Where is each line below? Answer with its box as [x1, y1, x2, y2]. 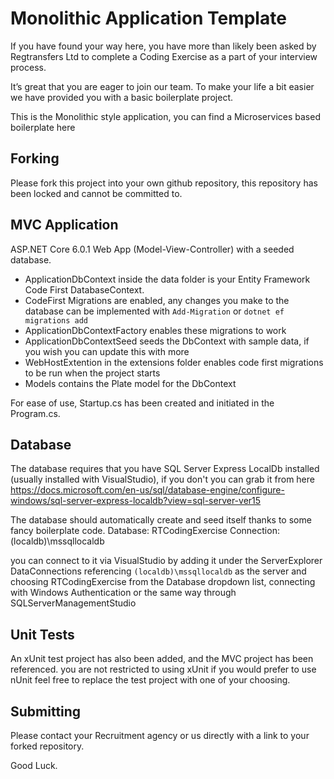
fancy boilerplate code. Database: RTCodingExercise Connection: [10, 525, 280, 537]
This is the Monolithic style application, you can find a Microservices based [10, 110, 321, 122]
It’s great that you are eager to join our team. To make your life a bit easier [10, 80, 315, 92]
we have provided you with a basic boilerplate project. [10, 91, 234, 103]
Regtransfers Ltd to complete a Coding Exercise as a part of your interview [10, 50, 318, 62]
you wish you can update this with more [24, 345, 190, 357]
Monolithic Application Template [10, 7, 287, 30]
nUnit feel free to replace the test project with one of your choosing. [10, 674, 291, 686]
